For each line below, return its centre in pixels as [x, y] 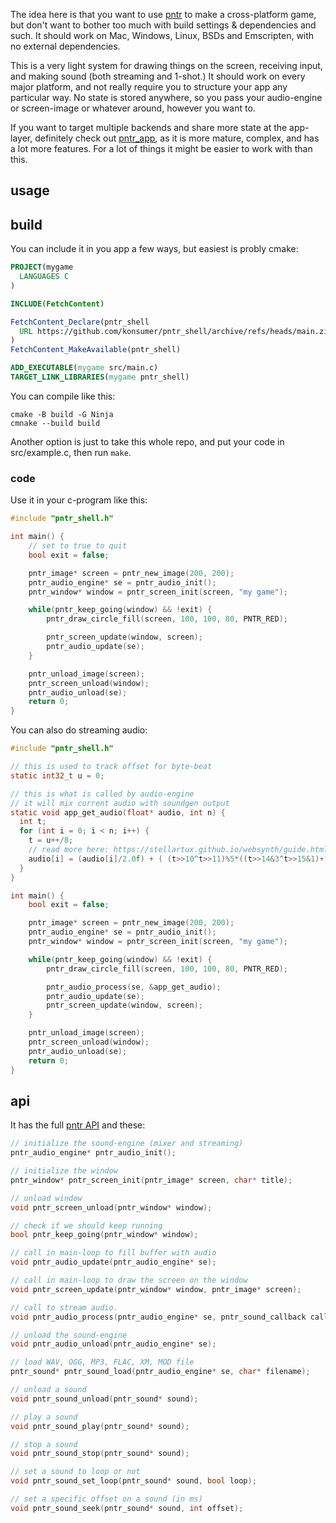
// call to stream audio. [64, 1307]
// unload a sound [48, 1390]
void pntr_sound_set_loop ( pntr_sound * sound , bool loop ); [133, 1481]
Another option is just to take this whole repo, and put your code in [147, 441]
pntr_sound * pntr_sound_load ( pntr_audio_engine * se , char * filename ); [160, 1372]
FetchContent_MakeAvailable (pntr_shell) [96, 350]
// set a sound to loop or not [75, 1472]
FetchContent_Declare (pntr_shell [80, 322]
